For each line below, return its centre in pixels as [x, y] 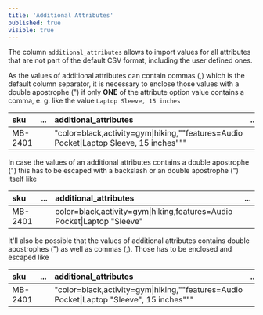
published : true [34, 23]
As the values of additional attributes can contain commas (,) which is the [126, 76]
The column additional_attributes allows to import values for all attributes [130, 52]
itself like [23, 179]
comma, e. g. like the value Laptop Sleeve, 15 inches [94, 101]
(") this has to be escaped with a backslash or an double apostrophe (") [123, 171]
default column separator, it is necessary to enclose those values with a [124, 84]
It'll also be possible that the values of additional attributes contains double [129, 241]
